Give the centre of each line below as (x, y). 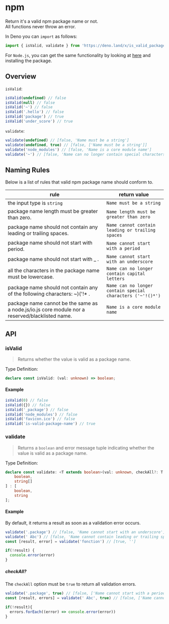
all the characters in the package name (54, 270)
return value (134, 195)
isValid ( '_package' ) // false (37, 410)
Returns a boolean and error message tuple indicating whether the (86, 447)
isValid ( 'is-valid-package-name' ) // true (50, 424)
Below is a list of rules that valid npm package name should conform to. (79, 182)
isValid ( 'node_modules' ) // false (41, 414)
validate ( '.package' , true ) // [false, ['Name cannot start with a (77, 593)
